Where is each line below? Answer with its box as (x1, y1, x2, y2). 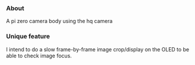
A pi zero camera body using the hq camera (6, 18, 113, 25)
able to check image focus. (6, 52, 72, 59)
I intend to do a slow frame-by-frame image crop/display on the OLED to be (6, 45, 190, 53)
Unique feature (6, 32, 50, 41)
